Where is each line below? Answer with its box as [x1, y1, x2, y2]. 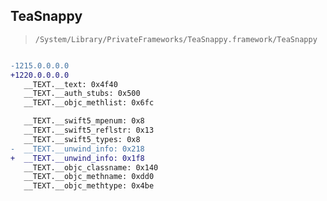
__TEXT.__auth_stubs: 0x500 [23, 89, 141, 99]
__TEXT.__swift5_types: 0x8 [23, 134, 141, 144]
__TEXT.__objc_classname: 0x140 [23, 162, 159, 173]
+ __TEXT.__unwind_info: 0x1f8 [10, 153, 145, 163]
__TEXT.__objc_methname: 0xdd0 [23, 172, 155, 182]
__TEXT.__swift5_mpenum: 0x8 [23, 116, 145, 126]
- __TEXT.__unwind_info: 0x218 [10, 144, 145, 154]
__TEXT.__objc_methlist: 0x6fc [23, 98, 155, 108]
